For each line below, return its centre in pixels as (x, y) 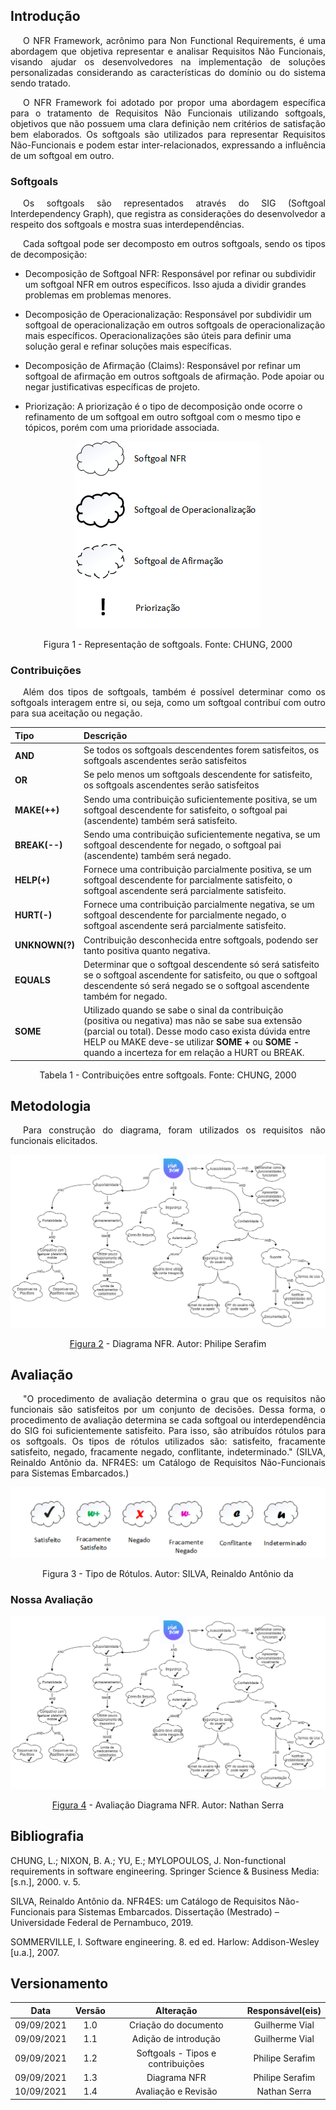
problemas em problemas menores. (98, 295)
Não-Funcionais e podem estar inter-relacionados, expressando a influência (168, 145)
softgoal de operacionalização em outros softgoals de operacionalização (175, 325)
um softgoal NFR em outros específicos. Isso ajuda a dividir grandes (165, 285)
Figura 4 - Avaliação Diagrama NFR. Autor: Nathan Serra (168, 1805)
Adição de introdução (176, 2039)
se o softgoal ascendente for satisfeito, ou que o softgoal (200, 975)
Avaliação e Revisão (176, 2091)
